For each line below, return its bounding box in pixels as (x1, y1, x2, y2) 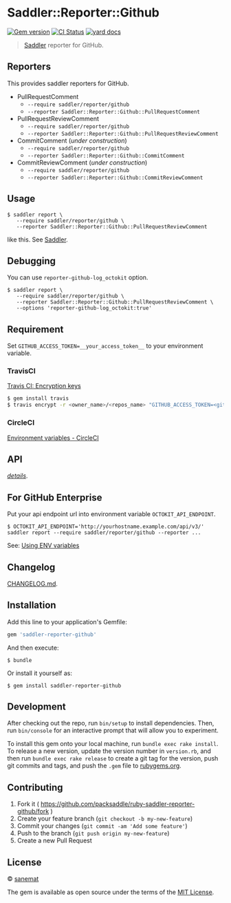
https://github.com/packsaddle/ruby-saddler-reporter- (40, 800, 195, 808)
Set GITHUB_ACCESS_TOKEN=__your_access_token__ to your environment (7, 342, 203, 350)
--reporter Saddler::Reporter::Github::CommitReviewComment (27, 174, 203, 181)
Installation (7, 599, 56, 611)
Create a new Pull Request (16, 836, 93, 844)
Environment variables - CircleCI (7, 434, 100, 442)
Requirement (7, 323, 64, 335)
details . (7, 471, 28, 480)
